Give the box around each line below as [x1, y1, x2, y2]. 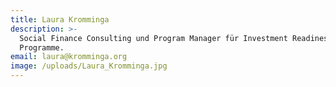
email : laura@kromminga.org [10, 52, 128, 62]
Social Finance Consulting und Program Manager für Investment [19, 33, 288, 43]
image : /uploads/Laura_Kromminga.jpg [10, 61, 168, 71]
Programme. [19, 42, 65, 53]
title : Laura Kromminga [10, 14, 110, 25]
